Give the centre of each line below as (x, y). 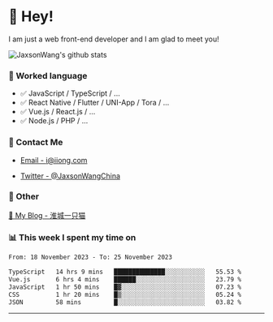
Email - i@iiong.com (54, 160)
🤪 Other (24, 196)
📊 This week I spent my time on (72, 237)
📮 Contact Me (36, 143)
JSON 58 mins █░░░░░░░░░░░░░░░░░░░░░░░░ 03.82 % (125, 302)
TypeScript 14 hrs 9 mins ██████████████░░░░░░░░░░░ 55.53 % (125, 272)
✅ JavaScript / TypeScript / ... (70, 93)
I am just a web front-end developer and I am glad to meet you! (114, 39)
